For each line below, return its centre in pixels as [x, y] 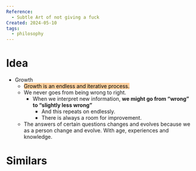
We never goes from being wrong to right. [75, 92]
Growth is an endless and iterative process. [76, 86]
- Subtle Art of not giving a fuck [56, 17]
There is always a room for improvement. [91, 118]
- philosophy [28, 34]
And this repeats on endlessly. [78, 111]
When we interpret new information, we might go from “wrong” [111, 99]
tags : [13, 28]
